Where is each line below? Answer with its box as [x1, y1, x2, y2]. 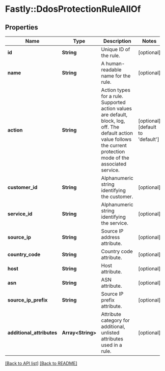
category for [101, 317, 130, 324]
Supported [101, 99, 126, 105]
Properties [5, 23, 38, 32]
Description [103, 38, 132, 44]
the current [101, 142, 127, 149]
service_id [7, 210, 33, 217]
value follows [101, 136, 132, 142]
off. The [101, 124, 119, 130]
